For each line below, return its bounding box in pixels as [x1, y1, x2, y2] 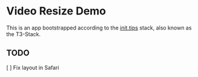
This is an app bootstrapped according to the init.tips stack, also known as [6, 24, 192, 31]
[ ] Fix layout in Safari [6, 64, 59, 71]
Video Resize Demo [6, 4, 107, 18]
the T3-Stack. [6, 30, 41, 37]
